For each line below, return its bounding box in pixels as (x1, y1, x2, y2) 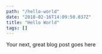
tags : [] (6, 25, 28, 31)
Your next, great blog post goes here (6, 41, 96, 48)
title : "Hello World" (6, 19, 60, 25)
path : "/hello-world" (6, 8, 60, 15)
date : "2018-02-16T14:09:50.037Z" (6, 14, 92, 20)
